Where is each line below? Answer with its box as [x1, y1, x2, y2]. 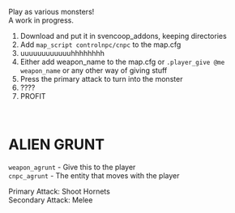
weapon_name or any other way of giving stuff [19, 66, 168, 75]
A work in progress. [8, 15, 75, 25]
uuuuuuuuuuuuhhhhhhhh [19, 49, 105, 58]
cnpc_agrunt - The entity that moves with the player [8, 170, 180, 181]
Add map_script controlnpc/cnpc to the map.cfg [19, 40, 182, 49]
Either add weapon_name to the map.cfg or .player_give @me [19, 57, 225, 66]
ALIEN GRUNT [8, 135, 105, 154]
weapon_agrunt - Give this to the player [8, 162, 136, 172]
